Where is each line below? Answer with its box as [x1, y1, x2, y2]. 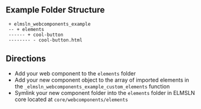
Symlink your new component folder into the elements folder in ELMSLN [14, 89, 196, 96]
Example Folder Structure [5, 5, 105, 15]
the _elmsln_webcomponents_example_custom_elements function [14, 82, 170, 90]
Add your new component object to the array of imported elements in [14, 76, 189, 83]
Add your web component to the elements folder [14, 69, 136, 77]
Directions [5, 54, 46, 64]
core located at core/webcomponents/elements [14, 96, 128, 103]
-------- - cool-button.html [8, 37, 83, 43]
